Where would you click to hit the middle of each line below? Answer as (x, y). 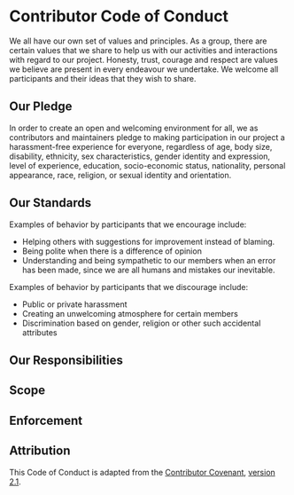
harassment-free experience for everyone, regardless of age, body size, (141, 146)
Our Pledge (41, 107)
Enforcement (46, 420)
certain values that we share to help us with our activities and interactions (143, 50)
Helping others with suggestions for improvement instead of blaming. (148, 241)
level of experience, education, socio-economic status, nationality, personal (147, 165)
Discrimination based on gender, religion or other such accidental (141, 323)
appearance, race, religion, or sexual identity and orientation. (120, 175)
